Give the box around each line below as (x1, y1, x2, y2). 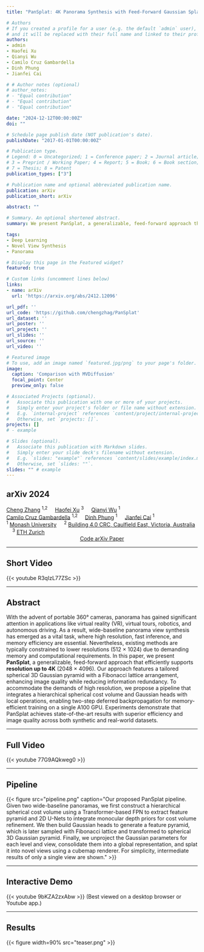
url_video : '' (6, 343, 42, 349)
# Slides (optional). (6, 438, 61, 445)
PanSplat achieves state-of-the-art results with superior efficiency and (6, 711, 183, 718)
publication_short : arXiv (6, 193, 72, 199)
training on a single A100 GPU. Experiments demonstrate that (28, 704, 181, 711)
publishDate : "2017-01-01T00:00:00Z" (6, 137, 102, 143)
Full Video (6, 740, 46, 750)
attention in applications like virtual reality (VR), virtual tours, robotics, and (6, 620, 191, 627)
